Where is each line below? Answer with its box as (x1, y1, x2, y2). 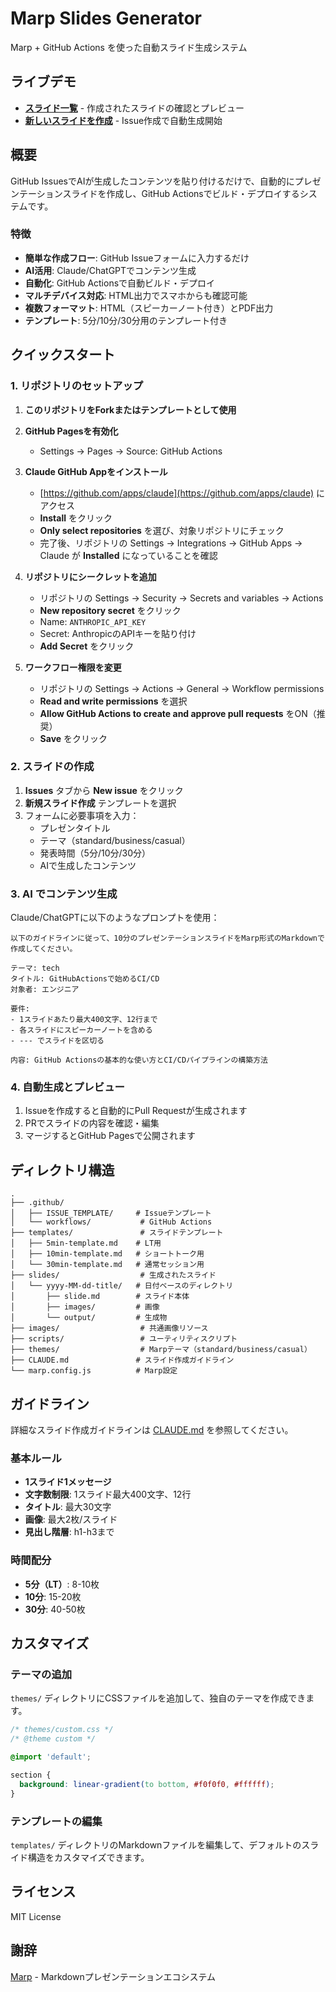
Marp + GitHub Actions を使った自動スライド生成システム (10, 41, 248, 53)
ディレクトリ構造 (10, 1162, 115, 1179)
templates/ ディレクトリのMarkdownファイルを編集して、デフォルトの (10, 1838, 302, 1851)
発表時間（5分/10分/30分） (39, 847, 151, 859)
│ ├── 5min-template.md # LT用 (10, 1238, 162, 1249)
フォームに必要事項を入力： (24, 809, 140, 821)
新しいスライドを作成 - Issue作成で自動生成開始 (24, 114, 223, 126)
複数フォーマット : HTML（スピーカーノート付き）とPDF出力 (24, 302, 274, 314)
